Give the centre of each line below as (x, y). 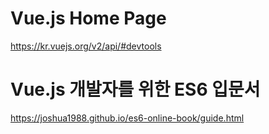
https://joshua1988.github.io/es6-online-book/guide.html (127, 118)
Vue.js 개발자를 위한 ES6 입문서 (135, 89)
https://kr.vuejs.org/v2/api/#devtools (86, 46)
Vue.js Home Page (88, 18)
